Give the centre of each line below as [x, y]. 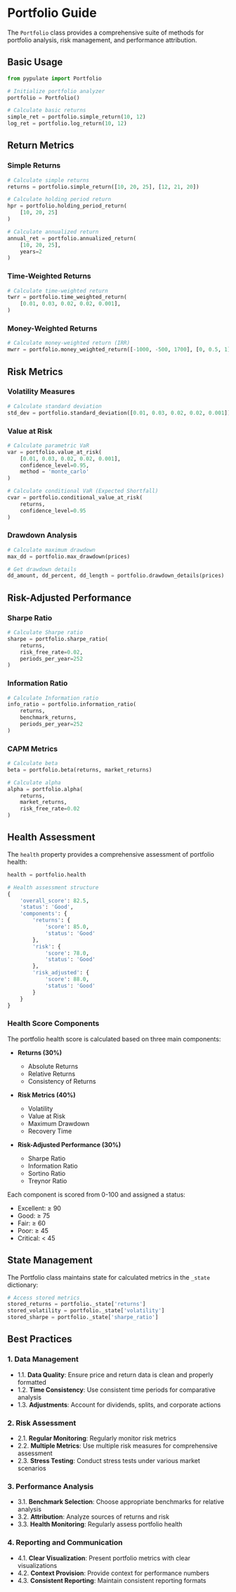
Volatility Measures [41, 391]
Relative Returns [52, 1074]
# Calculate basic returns [47, 111]
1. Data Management [43, 1359]
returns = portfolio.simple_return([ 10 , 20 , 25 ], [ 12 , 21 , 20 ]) [103, 187]
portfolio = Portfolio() [44, 98]
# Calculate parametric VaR [48, 446]
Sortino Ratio [47, 1173]
